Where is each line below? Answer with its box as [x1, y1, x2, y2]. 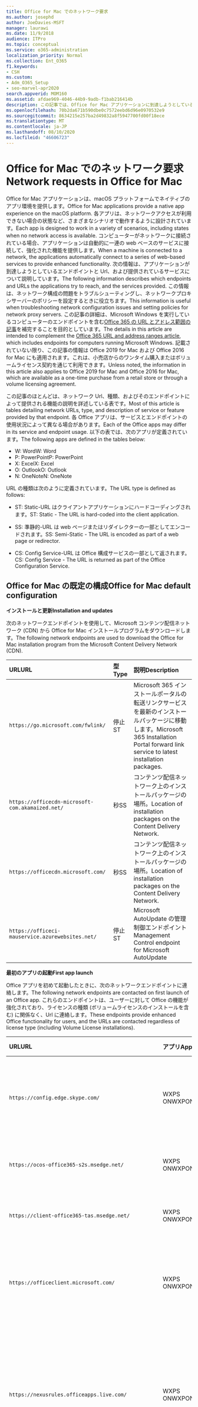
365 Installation [133, 733, 177, 741]
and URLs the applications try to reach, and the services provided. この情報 [6, 282, 189, 289]
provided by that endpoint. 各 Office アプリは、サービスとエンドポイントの [6, 413, 187, 420]
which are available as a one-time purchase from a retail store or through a [6, 374, 187, 381]
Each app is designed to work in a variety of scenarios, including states [15, 225, 189, 232]
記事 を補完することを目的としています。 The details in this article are [6, 325, 173, 332]
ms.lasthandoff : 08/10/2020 [6, 129, 75, 136]
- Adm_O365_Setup [6, 80, 49, 86]
